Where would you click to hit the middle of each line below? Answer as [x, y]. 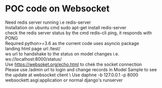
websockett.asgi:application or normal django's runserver [64, 80]
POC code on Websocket [57, 9]
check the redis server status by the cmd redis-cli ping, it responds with [79, 33]
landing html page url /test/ [33, 48]
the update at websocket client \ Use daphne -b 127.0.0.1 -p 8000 [72, 75]
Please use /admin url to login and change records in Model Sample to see [81, 69]
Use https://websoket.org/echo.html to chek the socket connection [74, 64]
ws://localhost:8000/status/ [33, 59]
